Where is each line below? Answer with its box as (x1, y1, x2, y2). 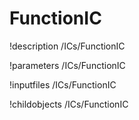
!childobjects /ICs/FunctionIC (9, 98, 129, 110)
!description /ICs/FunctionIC (9, 40, 126, 52)
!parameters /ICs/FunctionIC (9, 59, 126, 71)
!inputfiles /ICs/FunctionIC (9, 78, 117, 91)
